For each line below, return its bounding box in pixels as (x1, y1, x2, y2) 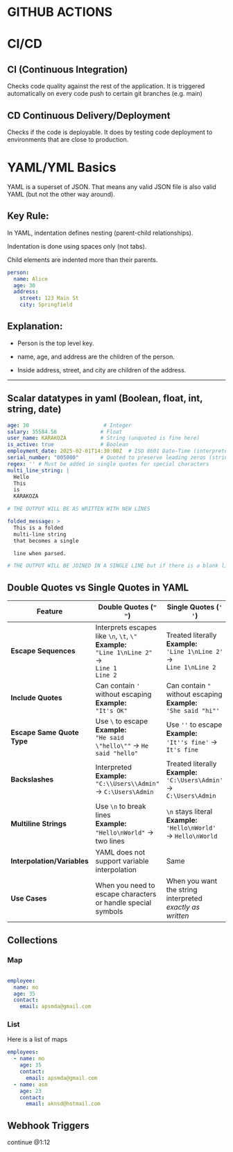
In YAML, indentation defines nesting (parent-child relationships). (7, 229, 193, 237)
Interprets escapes (95, 623, 157, 632)
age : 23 (19, 1087, 42, 1094)
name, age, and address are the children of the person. (17, 352, 175, 361)
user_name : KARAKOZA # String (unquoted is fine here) (7, 435, 200, 442)
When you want (166, 876, 217, 886)
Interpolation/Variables (10, 856, 89, 866)
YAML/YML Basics (7, 160, 116, 176)
